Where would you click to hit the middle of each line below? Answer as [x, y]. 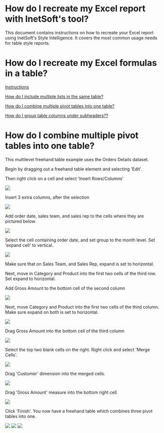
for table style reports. [28, 43]
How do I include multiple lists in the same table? [54, 96]
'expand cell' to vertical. [29, 245]
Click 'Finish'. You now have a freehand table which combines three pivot [79, 411]
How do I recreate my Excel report [75, 9]
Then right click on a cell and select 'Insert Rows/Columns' [64, 178]
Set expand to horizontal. [30, 279]
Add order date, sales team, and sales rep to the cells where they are [75, 216]
